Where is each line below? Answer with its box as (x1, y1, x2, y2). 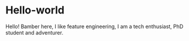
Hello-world (5, 4, 65, 17)
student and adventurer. (5, 29, 64, 36)
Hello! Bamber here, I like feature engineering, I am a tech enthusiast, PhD (5, 23, 184, 30)
